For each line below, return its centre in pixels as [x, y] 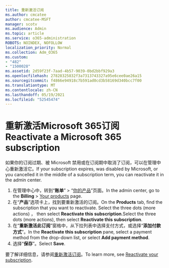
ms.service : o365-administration [41, 39]
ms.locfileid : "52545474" [32, 99]
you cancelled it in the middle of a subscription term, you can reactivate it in [84, 175]
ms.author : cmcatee [26, 15]
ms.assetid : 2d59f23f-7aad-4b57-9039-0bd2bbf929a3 [60, 71]
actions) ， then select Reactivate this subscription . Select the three [84, 214]
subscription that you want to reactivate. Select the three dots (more [84, 208]
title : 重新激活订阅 [25, 10]
